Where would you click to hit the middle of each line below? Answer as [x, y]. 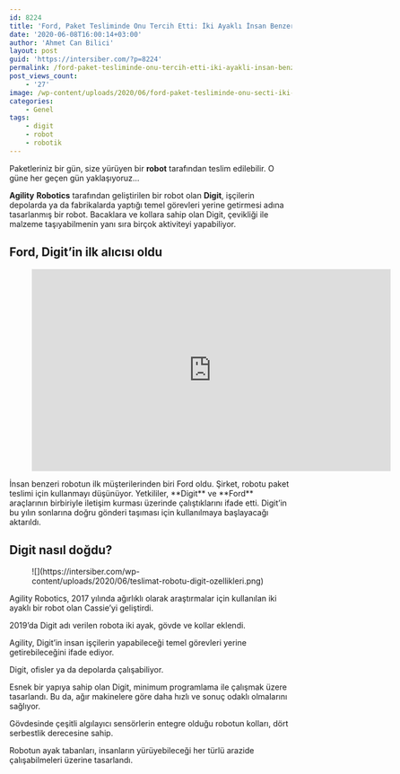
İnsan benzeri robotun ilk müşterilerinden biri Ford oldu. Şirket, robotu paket [149, 484]
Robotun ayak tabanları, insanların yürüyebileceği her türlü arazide [132, 751]
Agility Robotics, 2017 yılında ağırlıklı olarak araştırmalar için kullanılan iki [143, 599]
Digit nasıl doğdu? [61, 550]
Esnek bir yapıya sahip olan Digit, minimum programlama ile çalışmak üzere [148, 687]
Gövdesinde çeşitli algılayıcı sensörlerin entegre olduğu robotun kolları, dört [149, 724]
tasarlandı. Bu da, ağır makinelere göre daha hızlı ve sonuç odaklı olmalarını [148, 697]
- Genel [39, 110]
